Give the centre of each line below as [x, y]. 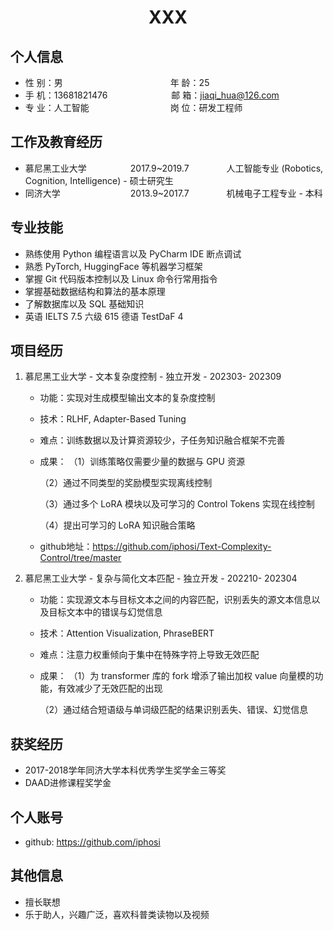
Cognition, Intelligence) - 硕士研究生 [99, 180]
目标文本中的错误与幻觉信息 [105, 612]
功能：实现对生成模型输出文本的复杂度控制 [127, 398]
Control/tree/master [80, 558]
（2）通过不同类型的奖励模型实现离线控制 [126, 483]
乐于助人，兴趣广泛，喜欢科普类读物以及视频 [117, 914]
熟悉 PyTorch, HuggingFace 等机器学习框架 [113, 266]
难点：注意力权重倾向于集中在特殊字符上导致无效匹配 [149, 655]
